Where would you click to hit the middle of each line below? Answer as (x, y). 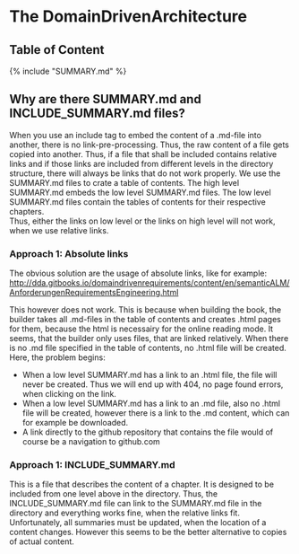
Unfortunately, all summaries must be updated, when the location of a (138, 523)
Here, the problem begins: (57, 357)
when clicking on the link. (69, 394)
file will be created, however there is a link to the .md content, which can (156, 413)
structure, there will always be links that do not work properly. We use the (145, 173)
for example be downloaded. (75, 423)
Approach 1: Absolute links (69, 253)
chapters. (27, 211)
